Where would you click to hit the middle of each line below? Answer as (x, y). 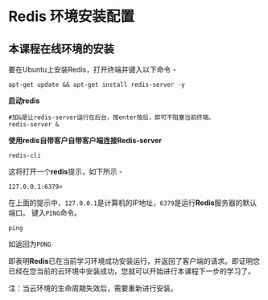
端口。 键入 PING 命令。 (45, 213)
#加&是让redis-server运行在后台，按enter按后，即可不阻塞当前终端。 (111, 117)
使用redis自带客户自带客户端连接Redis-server (85, 140)
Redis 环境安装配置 (72, 16)
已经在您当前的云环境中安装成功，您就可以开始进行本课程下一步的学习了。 (132, 271)
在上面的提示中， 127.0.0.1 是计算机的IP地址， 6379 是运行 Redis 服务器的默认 (133, 203)
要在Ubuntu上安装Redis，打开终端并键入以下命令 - (93, 70)
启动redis (24, 101)
